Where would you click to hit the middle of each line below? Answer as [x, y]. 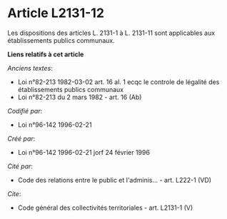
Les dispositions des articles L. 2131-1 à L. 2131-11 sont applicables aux [111, 33]
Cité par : [20, 166]
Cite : [14, 193]
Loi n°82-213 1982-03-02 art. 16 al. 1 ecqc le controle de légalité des [118, 82]
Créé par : [21, 138]
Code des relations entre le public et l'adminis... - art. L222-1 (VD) [115, 180]
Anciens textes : [30, 68]
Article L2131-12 [56, 13]
